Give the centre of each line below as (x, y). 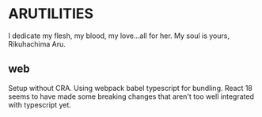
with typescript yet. (40, 104)
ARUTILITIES (51, 14)
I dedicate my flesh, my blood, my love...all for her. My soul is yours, (119, 36)
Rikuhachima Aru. (37, 43)
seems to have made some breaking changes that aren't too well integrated (131, 96)
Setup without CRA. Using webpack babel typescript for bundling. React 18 (131, 88)
